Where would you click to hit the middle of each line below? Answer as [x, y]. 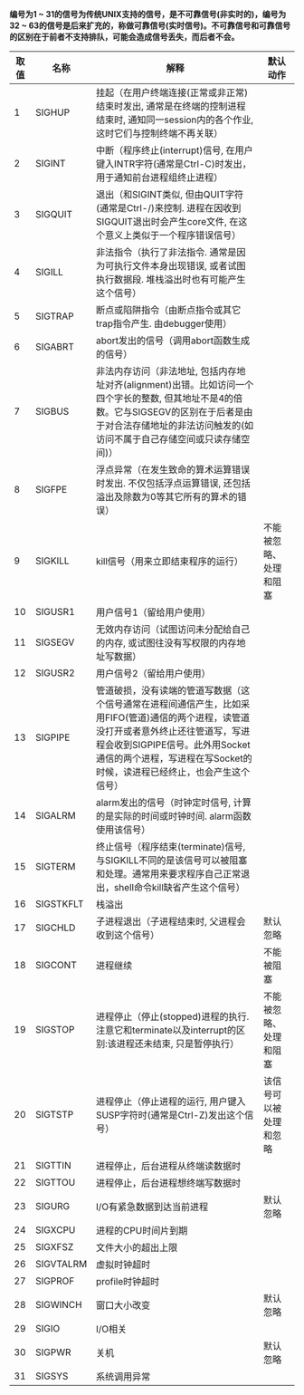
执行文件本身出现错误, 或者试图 [180, 266]
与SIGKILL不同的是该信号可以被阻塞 [171, 860]
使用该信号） [123, 830]
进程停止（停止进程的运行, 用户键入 [171, 1102]
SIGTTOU [55, 1183]
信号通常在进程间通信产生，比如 [173, 704]
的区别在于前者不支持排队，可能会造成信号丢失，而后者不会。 [124, 37]
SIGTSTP [54, 1115]
